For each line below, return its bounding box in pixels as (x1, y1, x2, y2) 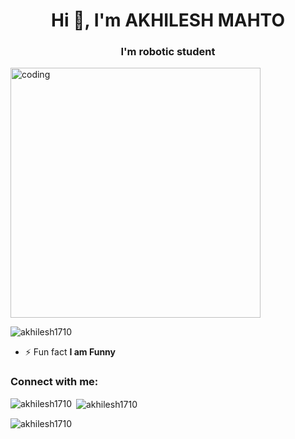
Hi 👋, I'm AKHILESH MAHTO (51, 9, 285, 32)
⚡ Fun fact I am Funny (24, 346, 117, 358)
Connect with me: (10, 375, 99, 389)
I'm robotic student (120, 45, 216, 59)
